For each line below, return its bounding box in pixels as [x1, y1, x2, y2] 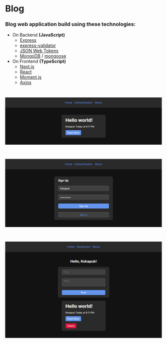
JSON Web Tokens [19, 48, 59, 54]
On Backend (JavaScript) [12, 32, 65, 38]
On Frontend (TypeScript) [12, 58, 66, 65]
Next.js [19, 64, 35, 70]
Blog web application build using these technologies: [5, 21, 136, 28]
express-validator [19, 43, 56, 49]
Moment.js [19, 74, 42, 80]
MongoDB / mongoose [19, 53, 66, 59]
